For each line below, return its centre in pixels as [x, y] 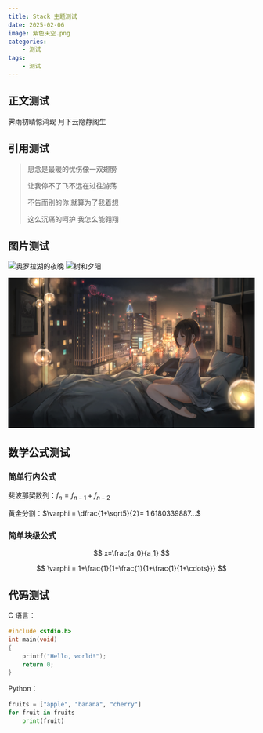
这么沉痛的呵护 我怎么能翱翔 [73, 219]
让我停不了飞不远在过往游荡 [72, 185]
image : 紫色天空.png [39, 33]
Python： [23, 689]
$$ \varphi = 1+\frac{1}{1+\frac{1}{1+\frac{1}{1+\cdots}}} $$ [131, 568]
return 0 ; [38, 664]
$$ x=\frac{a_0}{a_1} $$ [131, 553]
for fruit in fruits [42, 713]
